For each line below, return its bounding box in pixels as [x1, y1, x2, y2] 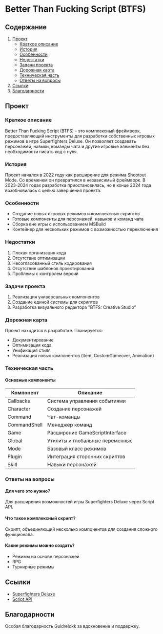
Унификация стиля [12, 347, 51, 353]
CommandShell [7, 422, 43, 429]
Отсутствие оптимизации [12, 255, 65, 261]
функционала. [5, 531, 34, 537]
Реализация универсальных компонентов [12, 294, 100, 299]
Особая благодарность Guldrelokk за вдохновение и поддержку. [5, 623, 140, 629]
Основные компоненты [5, 377, 56, 383]
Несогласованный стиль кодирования [12, 260, 92, 266]
